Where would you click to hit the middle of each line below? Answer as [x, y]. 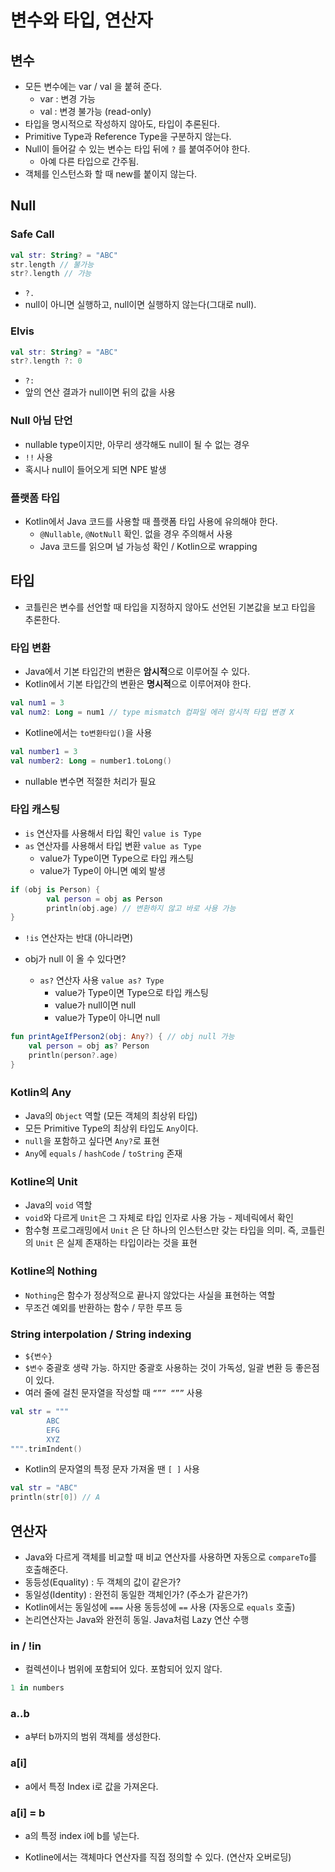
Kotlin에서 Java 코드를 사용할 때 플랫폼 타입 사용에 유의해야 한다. [151, 521]
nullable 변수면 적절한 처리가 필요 [90, 781]
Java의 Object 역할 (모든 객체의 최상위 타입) [111, 1116]
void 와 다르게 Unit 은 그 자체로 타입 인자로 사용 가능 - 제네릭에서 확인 [159, 1218]
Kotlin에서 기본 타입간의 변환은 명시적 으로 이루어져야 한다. [138, 684]
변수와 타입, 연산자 [81, 20]
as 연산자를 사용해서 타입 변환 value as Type [113, 845]
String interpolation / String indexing [101, 1334]
